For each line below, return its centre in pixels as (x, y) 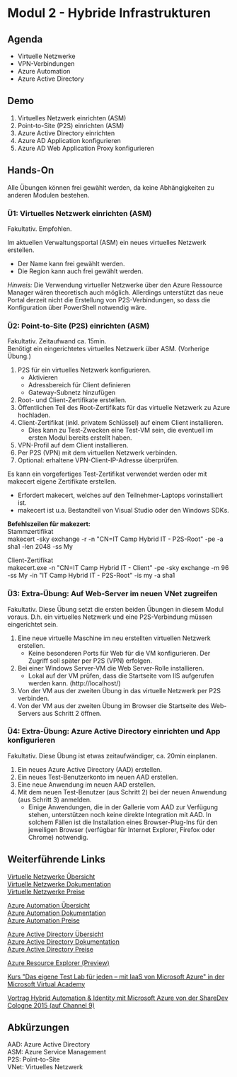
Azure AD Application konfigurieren (69, 140)
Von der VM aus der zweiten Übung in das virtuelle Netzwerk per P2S (119, 690)
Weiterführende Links (57, 859)
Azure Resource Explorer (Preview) (58, 963)
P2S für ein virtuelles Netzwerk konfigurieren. (84, 370)
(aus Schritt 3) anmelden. (54, 799)
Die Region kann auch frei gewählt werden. (80, 271)
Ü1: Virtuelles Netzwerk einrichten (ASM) (80, 213)
